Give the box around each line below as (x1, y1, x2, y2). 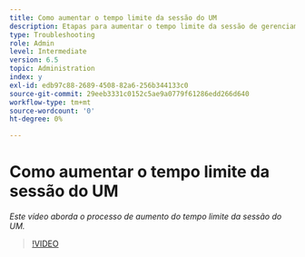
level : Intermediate (9, 47, 88, 56)
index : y (9, 73, 43, 82)
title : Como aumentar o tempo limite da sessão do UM (9, 13, 218, 23)
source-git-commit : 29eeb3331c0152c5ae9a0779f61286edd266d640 (9, 89, 250, 98)
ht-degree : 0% (9, 114, 64, 124)
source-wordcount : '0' (9, 106, 95, 115)
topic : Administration (9, 64, 95, 74)
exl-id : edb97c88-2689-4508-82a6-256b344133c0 (9, 81, 189, 90)
